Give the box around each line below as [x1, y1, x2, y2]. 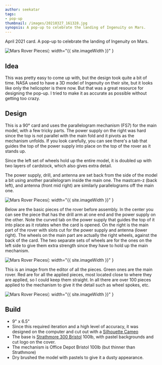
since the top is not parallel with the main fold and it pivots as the [5, 133, 134, 138]
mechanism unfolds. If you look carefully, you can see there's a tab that [5, 138, 147, 144]
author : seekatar [5, 7, 40, 12]
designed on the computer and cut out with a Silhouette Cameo [12, 329, 139, 334]
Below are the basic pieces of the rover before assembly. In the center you [5, 206, 154, 212]
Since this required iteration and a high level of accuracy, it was [12, 323, 139, 329]
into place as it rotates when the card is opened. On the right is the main [5, 222, 149, 228]
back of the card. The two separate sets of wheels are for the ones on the [5, 237, 152, 243]
